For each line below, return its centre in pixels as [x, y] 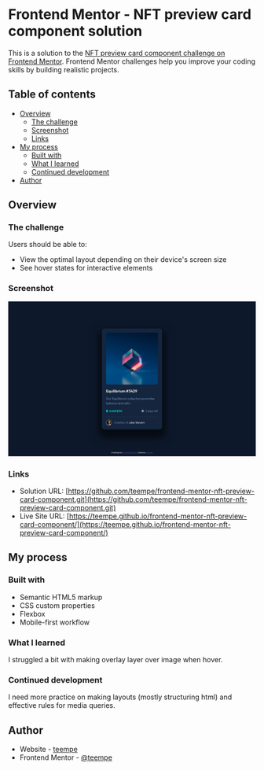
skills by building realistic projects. [64, 69]
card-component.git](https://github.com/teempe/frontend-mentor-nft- [133, 499]
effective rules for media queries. [62, 706]
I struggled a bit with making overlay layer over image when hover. [115, 660]
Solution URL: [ [44, 491]
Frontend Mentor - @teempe [66, 757]
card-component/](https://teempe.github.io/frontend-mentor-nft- [125, 525]
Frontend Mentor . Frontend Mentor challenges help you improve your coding [132, 61]
